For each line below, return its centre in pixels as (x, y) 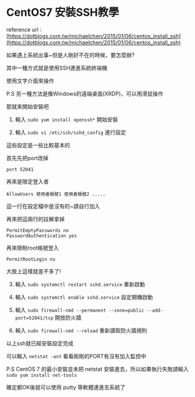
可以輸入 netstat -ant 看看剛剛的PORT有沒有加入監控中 (76, 356)
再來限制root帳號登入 (33, 248)
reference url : (24, 29)
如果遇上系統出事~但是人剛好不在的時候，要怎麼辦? (71, 55)
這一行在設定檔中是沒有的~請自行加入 (53, 206)
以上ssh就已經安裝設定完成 (40, 343)
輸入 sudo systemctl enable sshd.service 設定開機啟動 (84, 297)
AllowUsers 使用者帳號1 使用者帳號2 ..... (56, 194)
